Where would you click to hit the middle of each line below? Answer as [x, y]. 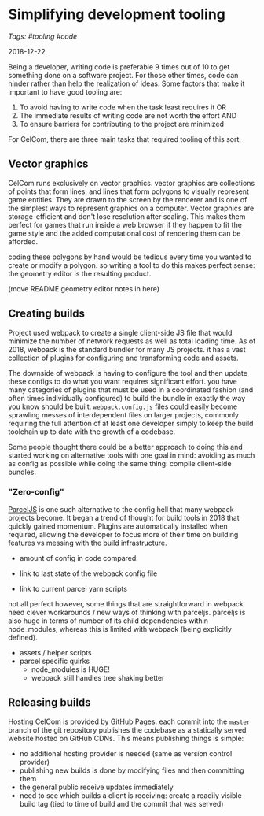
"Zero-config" [36, 492]
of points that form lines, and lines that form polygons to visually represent [129, 191]
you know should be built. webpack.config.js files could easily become [123, 406]
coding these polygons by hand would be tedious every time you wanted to [130, 257]
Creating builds [46, 314]
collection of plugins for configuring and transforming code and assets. [123, 358]
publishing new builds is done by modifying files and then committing [132, 770]
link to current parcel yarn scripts [73, 588]
